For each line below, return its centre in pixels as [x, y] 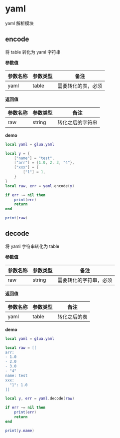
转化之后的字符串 [78, 122]
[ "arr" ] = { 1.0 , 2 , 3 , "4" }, [44, 163]
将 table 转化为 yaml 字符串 [33, 52]
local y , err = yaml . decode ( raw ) [40, 398]
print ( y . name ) [20, 430]
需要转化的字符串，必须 [85, 280]
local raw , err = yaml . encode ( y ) [40, 186]
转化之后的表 [73, 317]
